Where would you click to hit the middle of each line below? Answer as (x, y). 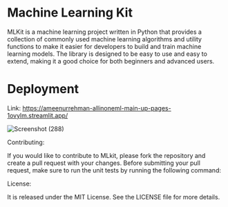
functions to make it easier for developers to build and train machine (104, 46)
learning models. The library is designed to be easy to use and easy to (107, 54)
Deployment (43, 89)
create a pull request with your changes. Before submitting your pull (104, 163)
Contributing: (26, 142)
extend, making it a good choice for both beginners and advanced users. (111, 61)
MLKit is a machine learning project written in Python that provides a (105, 32)
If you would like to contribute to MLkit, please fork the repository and (106, 155)
